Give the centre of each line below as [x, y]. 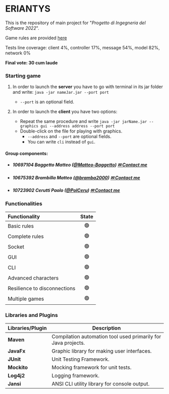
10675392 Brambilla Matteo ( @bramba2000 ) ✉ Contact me [76, 177]
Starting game [23, 76]
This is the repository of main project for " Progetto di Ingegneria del [75, 23]
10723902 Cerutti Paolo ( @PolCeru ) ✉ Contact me [66, 190]
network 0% [18, 53]
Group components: [27, 153]
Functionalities [24, 204]
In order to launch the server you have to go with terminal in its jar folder [88, 87]
